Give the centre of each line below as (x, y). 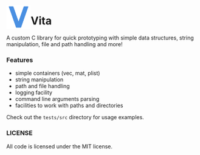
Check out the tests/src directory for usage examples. (75, 117)
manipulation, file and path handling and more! (64, 44)
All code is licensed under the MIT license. (60, 146)
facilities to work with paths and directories (69, 106)
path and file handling (42, 86)
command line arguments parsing (57, 99)
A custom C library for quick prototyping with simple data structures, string (100, 38)
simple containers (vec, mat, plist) (57, 73)
